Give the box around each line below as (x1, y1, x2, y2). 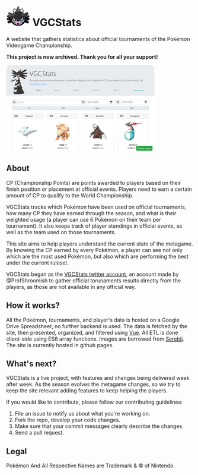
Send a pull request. (14, 429, 64, 436)
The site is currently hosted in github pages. (6, 341, 114, 348)
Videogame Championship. (6, 42, 72, 49)
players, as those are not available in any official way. (6, 283, 136, 290)
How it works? (6, 300, 60, 311)
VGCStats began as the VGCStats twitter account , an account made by (6, 270, 179, 278)
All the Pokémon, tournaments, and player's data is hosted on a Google (6, 316, 180, 323)
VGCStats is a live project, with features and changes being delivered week (6, 375, 190, 382)
